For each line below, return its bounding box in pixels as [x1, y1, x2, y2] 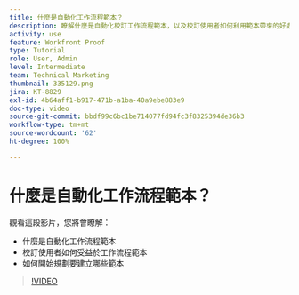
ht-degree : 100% [9, 137, 69, 146]
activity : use [9, 29, 62, 38]
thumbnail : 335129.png [9, 79, 93, 88]
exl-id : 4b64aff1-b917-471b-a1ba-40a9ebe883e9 [9, 95, 185, 105]
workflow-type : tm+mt [9, 121, 90, 130]
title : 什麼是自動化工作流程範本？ [9, 12, 124, 22]
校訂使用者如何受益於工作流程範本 [21, 246, 148, 258]
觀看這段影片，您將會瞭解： [9, 217, 111, 227]
